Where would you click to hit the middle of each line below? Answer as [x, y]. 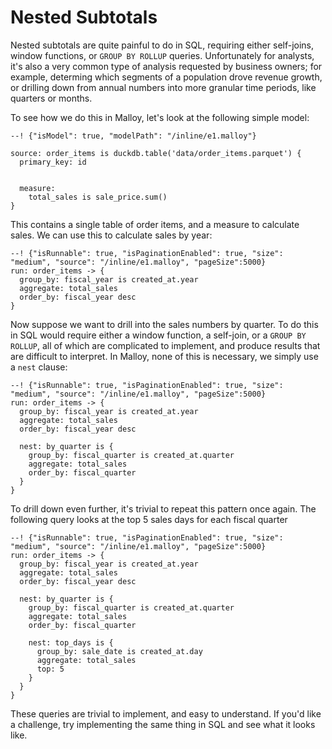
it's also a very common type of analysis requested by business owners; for [166, 66]
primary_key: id [53, 162]
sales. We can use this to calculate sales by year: [111, 235]
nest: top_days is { [71, 642]
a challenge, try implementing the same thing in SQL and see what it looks [163, 724]
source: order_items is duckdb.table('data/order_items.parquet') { [156, 153]
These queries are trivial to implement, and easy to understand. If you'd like [166, 713]
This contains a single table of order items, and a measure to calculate [155, 224]
